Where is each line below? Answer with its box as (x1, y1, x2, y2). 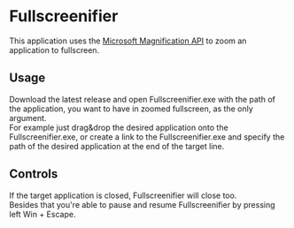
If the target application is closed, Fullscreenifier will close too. (9, 190, 237, 201)
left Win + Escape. (9, 209, 76, 219)
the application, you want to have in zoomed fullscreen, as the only (9, 103, 254, 114)
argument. (9, 112, 47, 123)
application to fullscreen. (9, 44, 100, 55)
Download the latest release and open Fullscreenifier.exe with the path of (9, 94, 276, 104)
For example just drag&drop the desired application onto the (9, 122, 228, 133)
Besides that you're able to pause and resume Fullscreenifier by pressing (9, 199, 276, 209)
